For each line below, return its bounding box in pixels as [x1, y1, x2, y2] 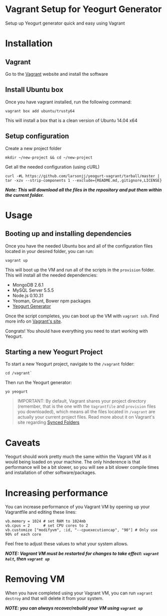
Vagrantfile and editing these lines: [5, 509, 76, 515]
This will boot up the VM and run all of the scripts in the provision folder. [5, 267, 155, 273]
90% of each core [5, 532, 41, 537]
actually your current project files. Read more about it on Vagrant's [17, 414, 155, 420]
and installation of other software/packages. [5, 469, 96, 475]
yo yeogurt [5, 389, 28, 395]
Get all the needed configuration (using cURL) [5, 164, 100, 170]
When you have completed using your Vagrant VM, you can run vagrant [5, 590, 153, 596]
